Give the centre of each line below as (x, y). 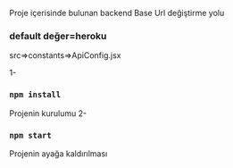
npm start (30, 135)
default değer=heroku (58, 36)
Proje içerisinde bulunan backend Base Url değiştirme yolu (117, 13)
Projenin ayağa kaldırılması (58, 153)
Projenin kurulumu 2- (48, 113)
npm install (35, 95)
